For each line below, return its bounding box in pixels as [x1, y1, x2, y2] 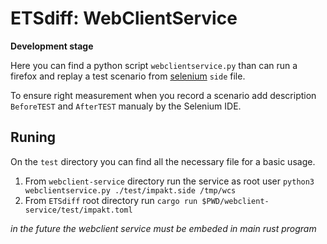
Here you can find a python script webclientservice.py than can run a [10, 59, 298, 71]
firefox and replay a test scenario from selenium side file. [10, 70, 246, 82]
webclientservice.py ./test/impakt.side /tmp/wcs [24, 185, 237, 196]
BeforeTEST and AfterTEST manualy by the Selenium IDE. [10, 100, 242, 112]
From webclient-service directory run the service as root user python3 [24, 175, 315, 187]
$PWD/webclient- [201, 196, 270, 206]
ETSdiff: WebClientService [10, 7, 238, 30]
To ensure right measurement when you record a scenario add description [10, 89, 317, 101]
